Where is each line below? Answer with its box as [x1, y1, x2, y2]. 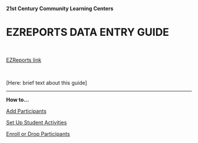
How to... [6, 96, 29, 103]
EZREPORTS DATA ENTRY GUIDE [6, 26, 170, 39]
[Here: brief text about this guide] [6, 79, 87, 86]
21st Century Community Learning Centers [6, 5, 114, 12]
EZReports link [6, 56, 42, 64]
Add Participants [6, 107, 47, 114]
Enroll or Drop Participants [6, 130, 70, 137]
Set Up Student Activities [6, 119, 67, 126]
